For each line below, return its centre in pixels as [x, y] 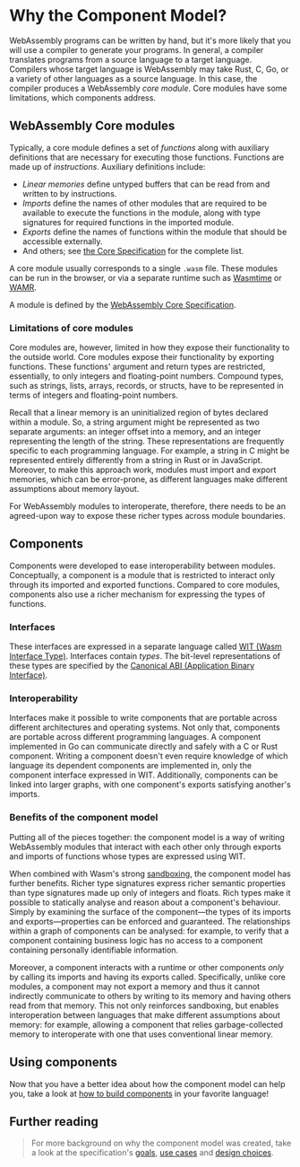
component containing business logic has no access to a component [136, 940]
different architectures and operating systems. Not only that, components [145, 727]
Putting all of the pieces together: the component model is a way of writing [147, 837]
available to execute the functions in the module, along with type [141, 213]
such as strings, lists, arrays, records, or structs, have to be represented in [146, 386]
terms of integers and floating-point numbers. [94, 395]
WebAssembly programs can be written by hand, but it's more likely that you [150, 40]
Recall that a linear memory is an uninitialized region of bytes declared [139, 413]
